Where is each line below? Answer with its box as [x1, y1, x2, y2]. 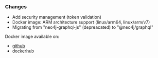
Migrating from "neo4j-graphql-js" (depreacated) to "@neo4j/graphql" [12, 24, 154, 30]
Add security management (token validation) [12, 14, 102, 20]
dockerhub [12, 48, 34, 54]
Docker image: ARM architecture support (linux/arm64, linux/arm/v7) [12, 19, 150, 25]
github [12, 43, 25, 49]
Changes [5, 3, 27, 10]
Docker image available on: [5, 34, 60, 39]
